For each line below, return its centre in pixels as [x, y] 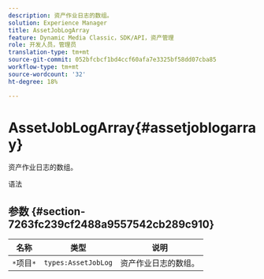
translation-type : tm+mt [49, 52]
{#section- [58, 211]
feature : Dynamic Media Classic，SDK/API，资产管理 [91, 38]
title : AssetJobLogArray [49, 30]
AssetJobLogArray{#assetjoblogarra [132, 128]
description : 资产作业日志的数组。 [60, 15]
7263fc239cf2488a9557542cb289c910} [112, 224]
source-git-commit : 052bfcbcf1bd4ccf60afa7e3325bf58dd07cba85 [112, 60]
